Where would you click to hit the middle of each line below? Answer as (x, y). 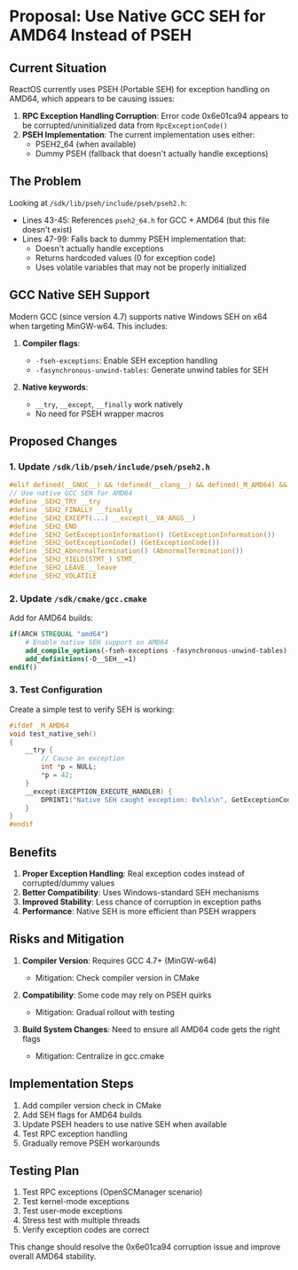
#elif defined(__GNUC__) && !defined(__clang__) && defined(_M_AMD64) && (149, 485)
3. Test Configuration (56, 690)
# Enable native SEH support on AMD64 (97, 642)
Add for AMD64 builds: (51, 618)
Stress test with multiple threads (81, 1220)
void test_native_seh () (53, 734)
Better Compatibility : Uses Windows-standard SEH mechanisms (141, 892)
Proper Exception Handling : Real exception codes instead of (133, 873)
